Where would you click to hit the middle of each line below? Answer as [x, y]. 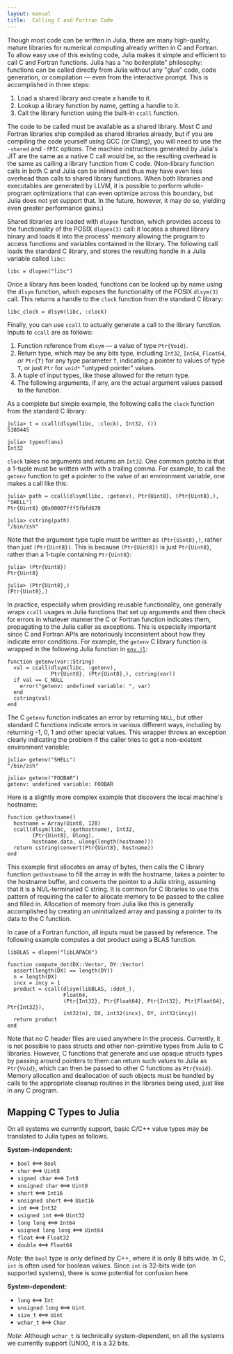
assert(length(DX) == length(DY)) [63, 971]
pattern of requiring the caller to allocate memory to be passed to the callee [116, 896]
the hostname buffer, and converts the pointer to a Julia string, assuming [111, 881]
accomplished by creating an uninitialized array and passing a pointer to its [115, 911]
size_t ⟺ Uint [40, 1315]
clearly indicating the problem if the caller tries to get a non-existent [105, 739]
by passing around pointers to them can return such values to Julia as [107, 1060]
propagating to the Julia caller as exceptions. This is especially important [112, 626]
